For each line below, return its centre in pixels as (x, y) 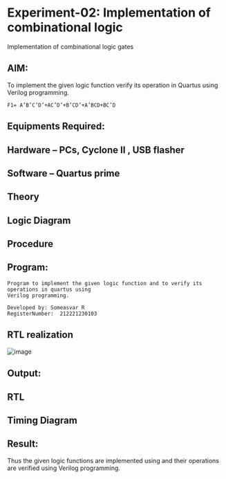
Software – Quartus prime (64, 173)
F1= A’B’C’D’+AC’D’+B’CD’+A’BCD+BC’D (62, 105)
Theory (23, 197)
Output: (24, 373)
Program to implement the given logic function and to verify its (105, 283)
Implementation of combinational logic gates (70, 46)
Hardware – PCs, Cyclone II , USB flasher (96, 150)
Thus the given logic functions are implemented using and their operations (113, 460)
